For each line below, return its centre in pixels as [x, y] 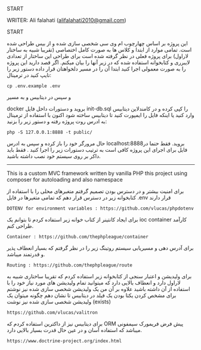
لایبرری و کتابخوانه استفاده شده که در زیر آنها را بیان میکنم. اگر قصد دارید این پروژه [98, 62]
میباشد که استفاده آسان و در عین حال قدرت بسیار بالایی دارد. [75, 330]
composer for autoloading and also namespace [65, 179]
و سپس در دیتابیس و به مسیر [39, 97]
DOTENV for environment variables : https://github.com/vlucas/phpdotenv [101, 208]
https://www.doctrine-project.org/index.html [64, 341]
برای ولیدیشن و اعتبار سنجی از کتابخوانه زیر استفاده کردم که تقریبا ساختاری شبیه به [99, 276]
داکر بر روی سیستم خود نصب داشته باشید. [54, 156]
